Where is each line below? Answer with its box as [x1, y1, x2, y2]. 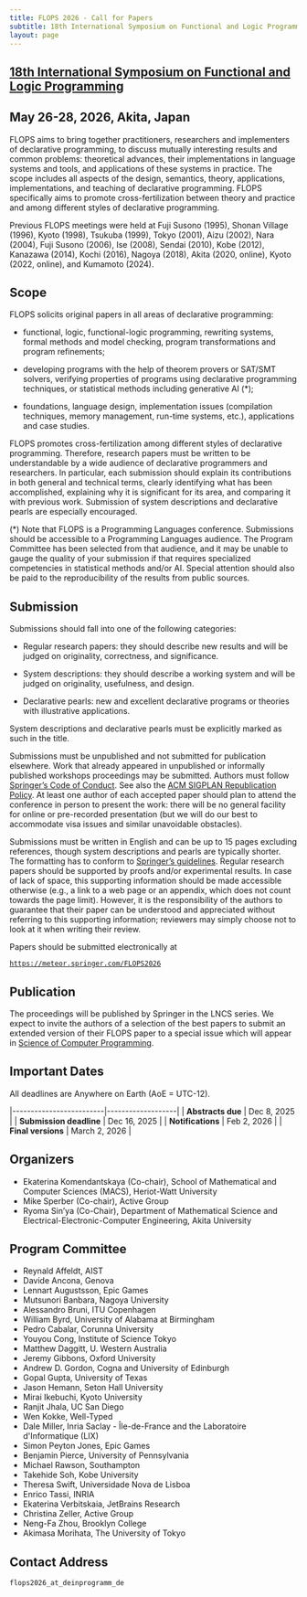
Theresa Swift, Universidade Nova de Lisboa [22, 1479, 191, 1490]
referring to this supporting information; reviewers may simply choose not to [9, 914, 297, 925]
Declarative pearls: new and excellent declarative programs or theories [22, 696, 290, 707]
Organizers [9, 1152, 75, 1167]
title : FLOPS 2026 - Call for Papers [9, 13, 153, 23]
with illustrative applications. [22, 706, 131, 717]
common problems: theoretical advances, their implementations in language [9, 153, 296, 165]
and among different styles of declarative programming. [9, 202, 220, 213]
